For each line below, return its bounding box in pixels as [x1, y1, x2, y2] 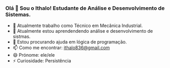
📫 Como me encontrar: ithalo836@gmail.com [12, 44, 110, 51]
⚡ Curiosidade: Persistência [12, 58, 72, 64]
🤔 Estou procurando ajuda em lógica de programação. [12, 39, 127, 45]
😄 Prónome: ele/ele [12, 52, 55, 58]
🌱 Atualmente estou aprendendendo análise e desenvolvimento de [12, 28, 153, 34]
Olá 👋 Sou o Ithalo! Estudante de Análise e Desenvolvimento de [5, 5, 165, 12]
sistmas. [12, 33, 31, 40]
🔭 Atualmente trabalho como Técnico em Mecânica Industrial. [12, 22, 143, 29]
